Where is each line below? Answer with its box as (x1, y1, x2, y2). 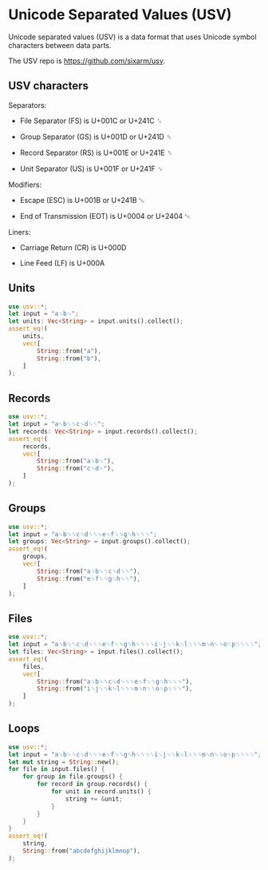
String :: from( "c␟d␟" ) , (37, 465, 115, 473)
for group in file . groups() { (22, 773, 124, 781)
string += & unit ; (65, 795, 124, 803)
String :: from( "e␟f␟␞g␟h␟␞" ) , (37, 574, 141, 582)
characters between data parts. (8, 40, 112, 50)
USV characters (8, 79, 89, 93)
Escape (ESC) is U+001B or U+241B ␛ (19, 195, 145, 205)
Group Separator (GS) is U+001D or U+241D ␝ (19, 132, 172, 141)
